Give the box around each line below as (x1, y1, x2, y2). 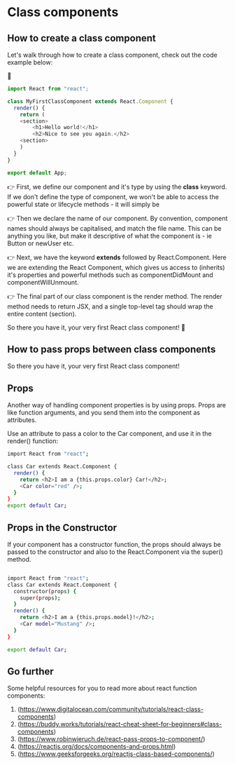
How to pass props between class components (7, 343, 216, 355)
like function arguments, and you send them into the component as (7, 408, 201, 417)
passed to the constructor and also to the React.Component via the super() (7, 548, 224, 556)
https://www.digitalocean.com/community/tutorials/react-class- (20, 705, 204, 714)
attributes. (7, 416, 37, 424)
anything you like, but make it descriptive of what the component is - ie (7, 231, 212, 240)
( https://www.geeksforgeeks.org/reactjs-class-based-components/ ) (17, 750, 215, 758)
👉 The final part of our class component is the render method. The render (7, 292, 222, 300)
